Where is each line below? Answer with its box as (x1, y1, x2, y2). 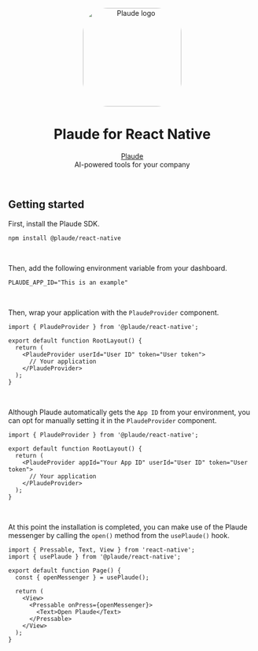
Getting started (8, 198, 85, 211)
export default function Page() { (8, 567, 122, 574)
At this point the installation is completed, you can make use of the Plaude (8, 522, 248, 532)
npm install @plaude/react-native (8, 234, 122, 242)
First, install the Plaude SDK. (8, 219, 100, 228)
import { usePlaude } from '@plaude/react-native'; (8, 552, 181, 560)
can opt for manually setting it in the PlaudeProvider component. (8, 415, 217, 425)
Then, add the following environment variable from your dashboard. (8, 263, 228, 272)
